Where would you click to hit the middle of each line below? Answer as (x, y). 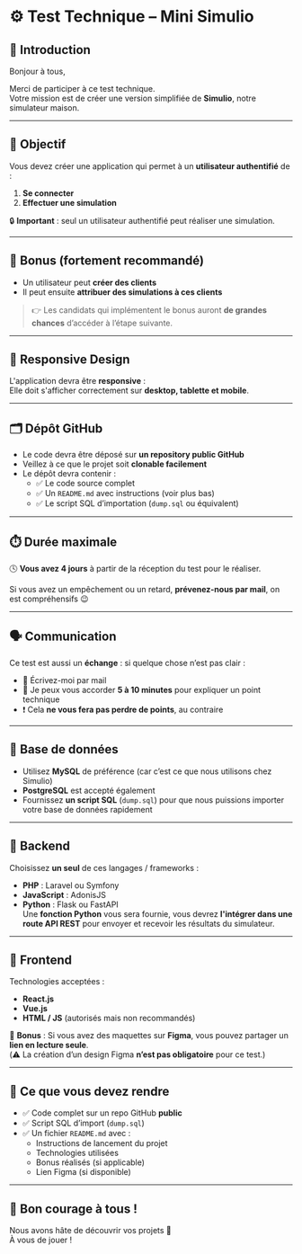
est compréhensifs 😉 (49, 599)
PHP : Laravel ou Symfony (71, 885)
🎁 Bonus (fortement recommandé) (107, 261)
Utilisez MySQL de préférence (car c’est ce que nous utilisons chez (147, 771)
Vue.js (35, 1009)
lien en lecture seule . (49, 1045)
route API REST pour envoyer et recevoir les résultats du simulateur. (148, 923)
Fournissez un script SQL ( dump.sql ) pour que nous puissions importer (153, 800)
